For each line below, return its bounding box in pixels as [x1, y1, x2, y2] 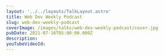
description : [6, 36, 38, 41]
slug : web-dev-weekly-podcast [6, 19, 80, 25]
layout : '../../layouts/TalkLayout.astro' [6, 8, 111, 15]
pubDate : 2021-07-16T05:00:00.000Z [6, 30, 93, 36]
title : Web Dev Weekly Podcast [6, 14, 83, 20]
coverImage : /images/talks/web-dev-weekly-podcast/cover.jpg [6, 24, 159, 31]
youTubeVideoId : [6, 41, 46, 47]
